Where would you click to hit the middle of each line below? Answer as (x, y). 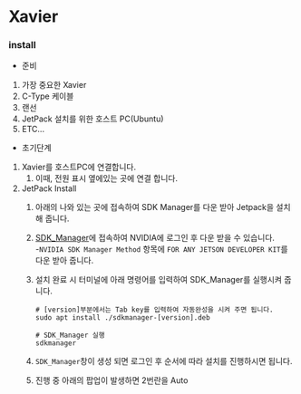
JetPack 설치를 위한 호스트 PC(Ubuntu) (92, 119)
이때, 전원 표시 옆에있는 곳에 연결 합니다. (107, 178)
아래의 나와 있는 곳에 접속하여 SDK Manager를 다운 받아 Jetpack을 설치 (163, 207)
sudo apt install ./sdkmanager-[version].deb (122, 318)
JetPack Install (49, 188)
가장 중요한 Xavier (54, 85)
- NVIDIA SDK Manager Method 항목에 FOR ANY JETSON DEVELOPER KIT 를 (161, 249)
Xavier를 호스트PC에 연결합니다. (79, 167)
